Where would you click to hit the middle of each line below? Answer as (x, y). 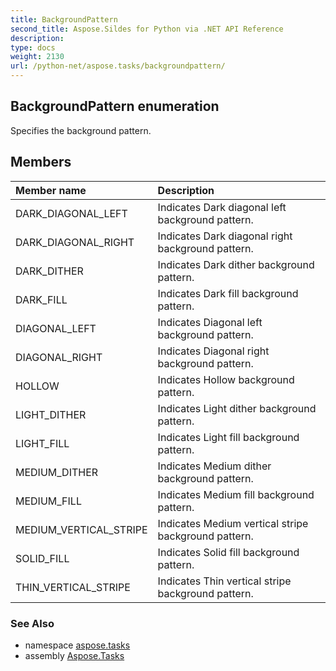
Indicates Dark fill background (228, 293)
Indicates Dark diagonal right (225, 236)
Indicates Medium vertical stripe (233, 523)
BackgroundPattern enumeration (115, 106)
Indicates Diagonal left (210, 322)
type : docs (33, 47)
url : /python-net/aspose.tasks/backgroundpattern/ (118, 66)
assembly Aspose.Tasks (74, 655)
